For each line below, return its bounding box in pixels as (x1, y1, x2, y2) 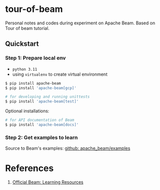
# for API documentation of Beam (5, 118, 75, 123)
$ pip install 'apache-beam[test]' (5, 99, 79, 104)
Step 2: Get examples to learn (5, 134, 78, 141)
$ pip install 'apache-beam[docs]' (5, 122, 79, 127)
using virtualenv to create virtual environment (12, 71, 108, 77)
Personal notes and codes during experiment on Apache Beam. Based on (5, 20, 156, 26)
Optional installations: (5, 108, 50, 114)
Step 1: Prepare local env (5, 55, 66, 62)
